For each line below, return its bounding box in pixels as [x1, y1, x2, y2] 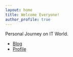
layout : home [5, 7, 33, 13]
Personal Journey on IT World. [5, 31, 68, 37]
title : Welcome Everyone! [5, 12, 59, 17]
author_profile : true [5, 17, 51, 22]
